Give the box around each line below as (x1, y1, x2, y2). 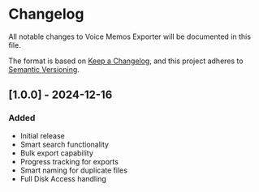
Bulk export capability (19, 147, 93, 158)
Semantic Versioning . (8, 64, 80, 74)
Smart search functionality (19, 139, 110, 149)
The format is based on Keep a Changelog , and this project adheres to (8, 56, 244, 66)
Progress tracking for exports (19, 156, 119, 166)
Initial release (19, 130, 65, 140)
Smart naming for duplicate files (19, 165, 128, 175)
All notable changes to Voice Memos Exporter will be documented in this (8, 32, 252, 41)
